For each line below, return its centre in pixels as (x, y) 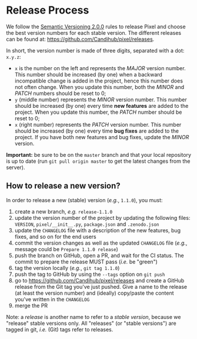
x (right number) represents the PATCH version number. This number (98, 124)
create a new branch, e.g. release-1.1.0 (64, 211)
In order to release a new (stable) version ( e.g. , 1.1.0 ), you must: (84, 200)
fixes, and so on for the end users (55, 236)
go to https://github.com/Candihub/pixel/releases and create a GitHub (99, 280)
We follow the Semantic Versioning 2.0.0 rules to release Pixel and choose (96, 27)
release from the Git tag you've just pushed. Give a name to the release (101, 287)
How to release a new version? (63, 186)
